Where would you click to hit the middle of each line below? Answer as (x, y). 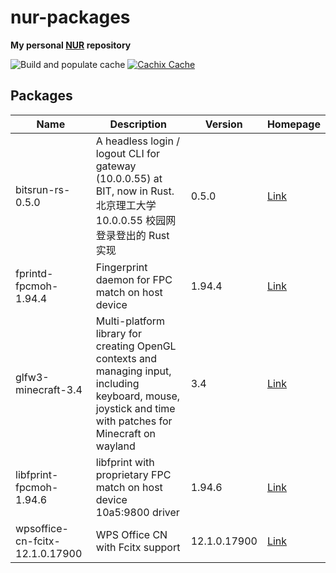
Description (138, 124)
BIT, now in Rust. (135, 191)
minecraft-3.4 (49, 389)
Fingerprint (121, 267)
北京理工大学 (126, 205)
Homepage (293, 124)
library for (118, 333)
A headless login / (137, 141)
